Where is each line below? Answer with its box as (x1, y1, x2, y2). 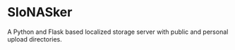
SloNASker (7, 4, 73, 20)
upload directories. (7, 35, 62, 43)
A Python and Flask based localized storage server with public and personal (7, 27, 229, 36)
